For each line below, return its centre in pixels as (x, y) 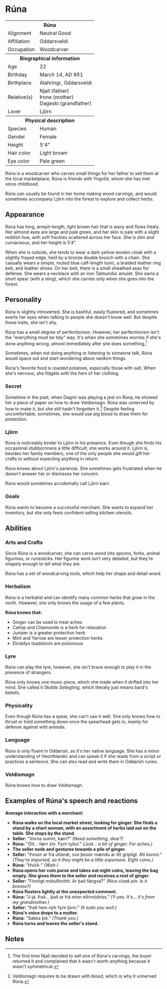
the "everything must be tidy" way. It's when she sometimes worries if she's (83, 337)
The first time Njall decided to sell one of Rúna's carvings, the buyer (82, 956)
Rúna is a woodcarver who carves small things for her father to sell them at (82, 173)
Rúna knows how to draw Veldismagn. (44, 785)
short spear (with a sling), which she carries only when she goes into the (80, 278)
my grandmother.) (31, 902)
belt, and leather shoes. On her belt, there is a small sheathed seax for (77, 268)
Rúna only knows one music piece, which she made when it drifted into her (82, 682)
